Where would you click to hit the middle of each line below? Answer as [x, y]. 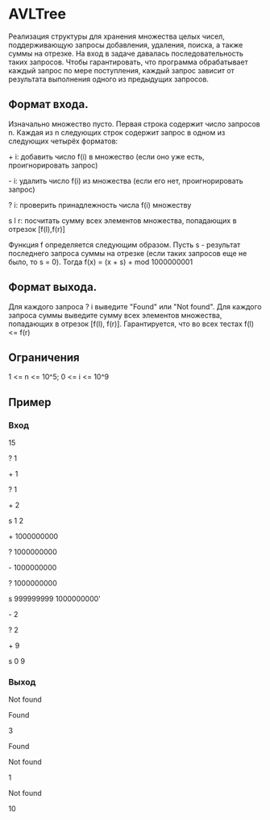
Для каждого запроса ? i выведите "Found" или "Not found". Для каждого [135, 306]
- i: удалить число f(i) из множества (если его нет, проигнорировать [126, 180]
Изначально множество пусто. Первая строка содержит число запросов [134, 124]
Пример [30, 402]
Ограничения [44, 357]
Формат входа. [48, 104]
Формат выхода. [53, 287]
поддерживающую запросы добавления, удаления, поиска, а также [126, 44]
